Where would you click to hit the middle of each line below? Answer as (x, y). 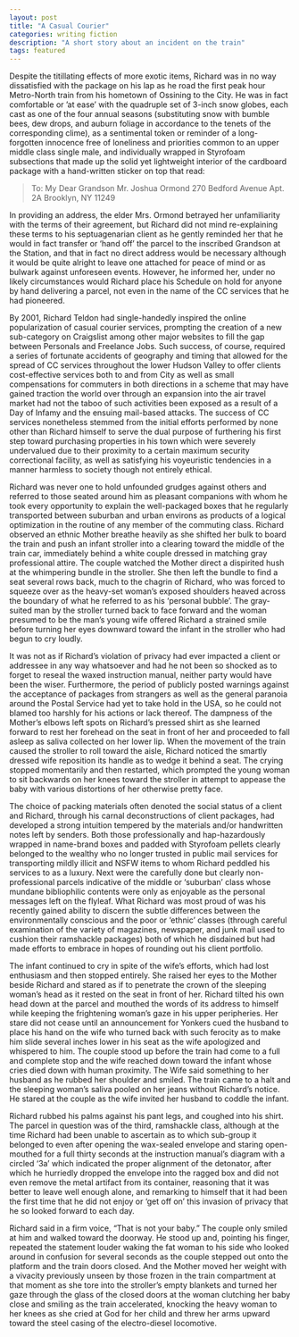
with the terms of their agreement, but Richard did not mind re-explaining (144, 225)
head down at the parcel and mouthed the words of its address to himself (144, 1004)
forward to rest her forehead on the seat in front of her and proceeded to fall (149, 732)
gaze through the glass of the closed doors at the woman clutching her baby (150, 1295)
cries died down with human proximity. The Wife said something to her (139, 1070)
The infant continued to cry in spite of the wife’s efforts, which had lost (139, 966)
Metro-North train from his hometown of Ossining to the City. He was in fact (149, 96)
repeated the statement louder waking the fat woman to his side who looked (149, 1248)
